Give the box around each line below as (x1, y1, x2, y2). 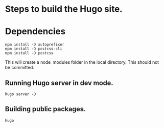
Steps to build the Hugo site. (5, 3, 123, 15)
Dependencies (5, 26, 66, 37)
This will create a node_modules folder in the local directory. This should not (5, 59, 159, 65)
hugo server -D (5, 92, 36, 97)
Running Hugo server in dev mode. (5, 78, 114, 87)
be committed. (5, 65, 34, 71)
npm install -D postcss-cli (5, 47, 63, 51)
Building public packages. (5, 105, 86, 113)
